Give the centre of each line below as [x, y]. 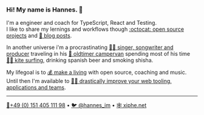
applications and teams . [36, 88]
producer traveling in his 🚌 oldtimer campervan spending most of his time [98, 54]
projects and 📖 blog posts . [39, 36]
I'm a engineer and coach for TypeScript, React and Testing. [81, 23]
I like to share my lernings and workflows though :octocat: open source [95, 29]
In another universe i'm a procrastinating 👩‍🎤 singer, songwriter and [90, 47]
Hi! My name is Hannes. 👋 [45, 10]
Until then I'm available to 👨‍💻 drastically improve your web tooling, [89, 81]
